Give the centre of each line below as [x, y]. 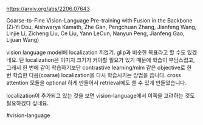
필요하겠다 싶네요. [28, 103]
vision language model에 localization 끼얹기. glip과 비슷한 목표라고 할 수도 [96, 52]
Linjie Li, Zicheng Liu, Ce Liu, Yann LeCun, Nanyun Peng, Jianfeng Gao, [95, 33]
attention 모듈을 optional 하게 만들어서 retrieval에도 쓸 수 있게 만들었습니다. [97, 83]
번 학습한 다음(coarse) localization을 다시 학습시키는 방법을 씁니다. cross [94, 75]
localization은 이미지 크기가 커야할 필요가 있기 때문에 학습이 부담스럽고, [110, 60]
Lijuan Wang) [23, 40]
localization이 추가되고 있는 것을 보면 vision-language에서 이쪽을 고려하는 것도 [101, 96]
